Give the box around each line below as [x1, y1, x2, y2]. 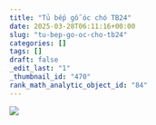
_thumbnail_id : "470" [9, 72, 92, 82]
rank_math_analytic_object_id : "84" [9, 81, 148, 90]
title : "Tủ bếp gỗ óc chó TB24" [9, 13, 132, 23]
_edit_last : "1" [9, 64, 71, 73]
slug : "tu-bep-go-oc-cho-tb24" [9, 30, 128, 39]
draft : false [9, 55, 59, 64]
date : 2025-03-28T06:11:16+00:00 [9, 22, 136, 31]
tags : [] [9, 47, 43, 56]
